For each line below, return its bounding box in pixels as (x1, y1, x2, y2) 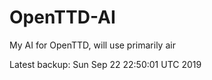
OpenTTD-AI (9, 6, 116, 29)
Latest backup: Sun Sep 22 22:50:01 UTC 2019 (9, 58, 202, 70)
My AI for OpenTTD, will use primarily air (9, 39, 176, 51)
